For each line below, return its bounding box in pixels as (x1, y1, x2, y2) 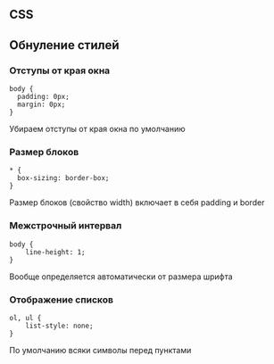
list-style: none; (25, 321, 94, 330)
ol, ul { (9, 313, 42, 322)
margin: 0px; (17, 100, 66, 110)
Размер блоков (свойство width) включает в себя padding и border (9, 197, 265, 208)
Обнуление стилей (9, 37, 120, 53)
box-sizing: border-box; (17, 174, 110, 183)
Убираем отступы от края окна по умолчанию (9, 124, 186, 135)
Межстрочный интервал (9, 219, 122, 232)
